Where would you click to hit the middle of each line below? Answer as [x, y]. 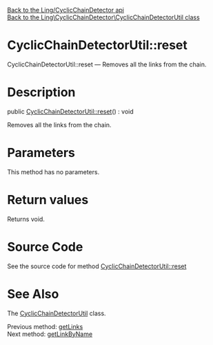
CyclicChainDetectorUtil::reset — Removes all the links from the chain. [107, 64]
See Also [33, 294]
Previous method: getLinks [45, 326]
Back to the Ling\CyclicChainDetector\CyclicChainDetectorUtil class [103, 17]
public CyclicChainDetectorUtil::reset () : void [71, 111]
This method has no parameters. [53, 171]
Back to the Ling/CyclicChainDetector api [65, 10]
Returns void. [26, 219]
